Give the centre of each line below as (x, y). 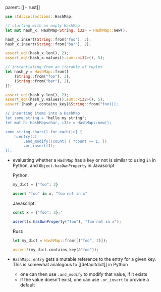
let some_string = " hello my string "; (46, 118)
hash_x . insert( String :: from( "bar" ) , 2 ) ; (48, 44)
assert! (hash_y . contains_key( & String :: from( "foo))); (62, 104)
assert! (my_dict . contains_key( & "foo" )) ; (56, 250)
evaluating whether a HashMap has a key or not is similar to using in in (84, 160)
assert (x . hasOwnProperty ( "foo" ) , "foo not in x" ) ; (67, 221)
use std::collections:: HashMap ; (39, 17)
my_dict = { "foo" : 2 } (35, 185)
